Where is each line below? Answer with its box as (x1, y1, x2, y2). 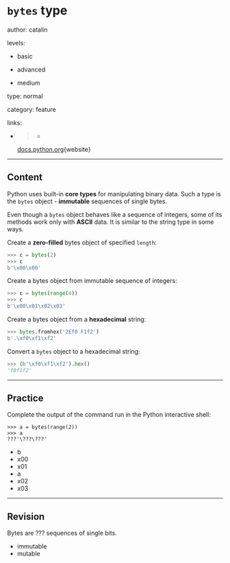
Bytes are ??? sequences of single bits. (7, 529, 118, 538)
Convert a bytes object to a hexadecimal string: (7, 347, 140, 356)
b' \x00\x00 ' (7, 264, 41, 271)
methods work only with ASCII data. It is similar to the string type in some (7, 218, 214, 226)
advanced (16, 65, 46, 73)
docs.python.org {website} (16, 145, 91, 153)
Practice (7, 392, 44, 404)
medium (16, 78, 40, 87)
